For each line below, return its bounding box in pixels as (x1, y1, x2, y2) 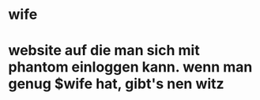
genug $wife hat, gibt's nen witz (8, 75, 224, 93)
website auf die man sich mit (8, 42, 200, 60)
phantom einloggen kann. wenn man (8, 58, 253, 76)
